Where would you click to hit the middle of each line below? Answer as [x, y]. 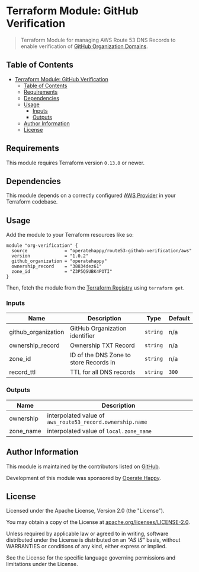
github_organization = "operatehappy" [60, 261]
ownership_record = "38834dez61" [57, 266]
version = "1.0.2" [50, 256]
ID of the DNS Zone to [101, 355]
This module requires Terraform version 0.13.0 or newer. [76, 163]
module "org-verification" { [42, 246]
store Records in [93, 363]
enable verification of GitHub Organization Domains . [84, 46]
